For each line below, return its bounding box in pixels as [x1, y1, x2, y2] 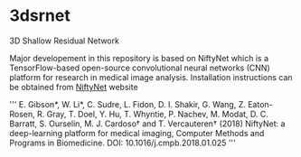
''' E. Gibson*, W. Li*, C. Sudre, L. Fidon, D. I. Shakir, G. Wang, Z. [9, 98, 246, 109]
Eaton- [247, 98, 273, 109]
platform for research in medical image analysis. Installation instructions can [9, 71, 293, 82]
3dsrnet [9, 5, 71, 26]
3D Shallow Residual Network [9, 35, 120, 46]
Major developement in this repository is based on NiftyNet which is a [9, 52, 269, 63]
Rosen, [9, 108, 36, 119]
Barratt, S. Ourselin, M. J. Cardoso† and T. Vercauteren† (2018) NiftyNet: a [9, 118, 286, 129]
